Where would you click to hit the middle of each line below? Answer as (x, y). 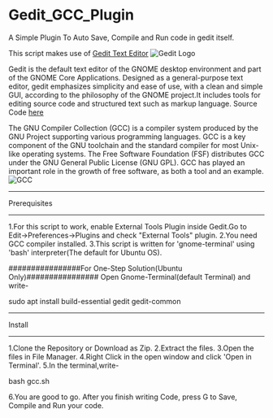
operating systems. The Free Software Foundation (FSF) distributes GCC (143, 154)
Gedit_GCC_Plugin (71, 15)
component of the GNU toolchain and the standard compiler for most (124, 145)
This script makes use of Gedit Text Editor (78, 53)
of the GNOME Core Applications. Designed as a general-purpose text (126, 77)
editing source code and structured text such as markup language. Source (133, 103)
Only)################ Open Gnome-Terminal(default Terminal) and (129, 276)
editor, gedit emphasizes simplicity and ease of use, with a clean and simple (136, 86)
